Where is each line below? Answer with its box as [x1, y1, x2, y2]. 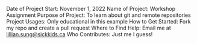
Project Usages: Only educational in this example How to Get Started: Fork [6, 18, 191, 25]
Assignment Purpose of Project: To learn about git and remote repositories [6, 11, 191, 19]
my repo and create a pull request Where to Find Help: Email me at [6, 24, 171, 31]
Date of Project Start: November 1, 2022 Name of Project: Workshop [6, 5, 176, 12]
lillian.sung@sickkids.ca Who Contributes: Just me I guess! [6, 31, 153, 38]
